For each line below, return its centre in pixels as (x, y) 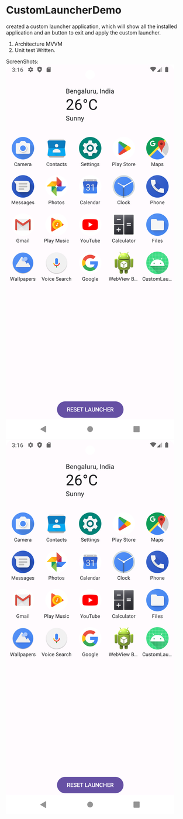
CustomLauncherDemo (64, 10)
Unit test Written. (35, 50)
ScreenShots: (23, 61)
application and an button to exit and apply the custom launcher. (83, 32)
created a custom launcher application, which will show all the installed (91, 26)
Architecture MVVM (38, 44)
